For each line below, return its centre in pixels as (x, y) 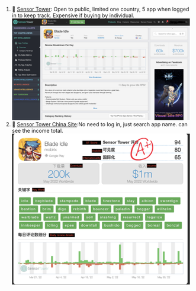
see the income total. (37, 130)
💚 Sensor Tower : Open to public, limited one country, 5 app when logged (100, 9)
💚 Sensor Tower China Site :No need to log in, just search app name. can (99, 124)
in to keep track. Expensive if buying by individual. (73, 15)
